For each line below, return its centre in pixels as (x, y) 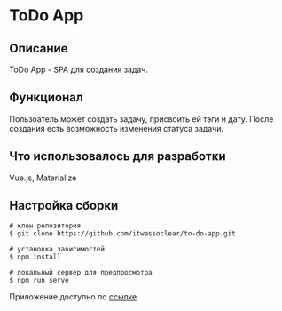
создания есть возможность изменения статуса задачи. (117, 128)
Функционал (47, 97)
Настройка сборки (64, 206)
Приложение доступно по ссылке (73, 297)
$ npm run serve (39, 281)
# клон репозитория (45, 226)
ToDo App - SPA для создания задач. (79, 69)
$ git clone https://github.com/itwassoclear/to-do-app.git (123, 234)
